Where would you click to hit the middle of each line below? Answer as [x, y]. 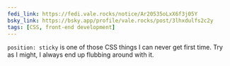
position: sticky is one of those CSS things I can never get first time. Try [115, 48]
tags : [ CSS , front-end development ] [61, 27]
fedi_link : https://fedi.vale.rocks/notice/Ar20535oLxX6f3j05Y [103, 14]
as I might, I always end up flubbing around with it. [81, 55]
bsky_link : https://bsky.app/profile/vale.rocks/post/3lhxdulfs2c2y [110, 21]
